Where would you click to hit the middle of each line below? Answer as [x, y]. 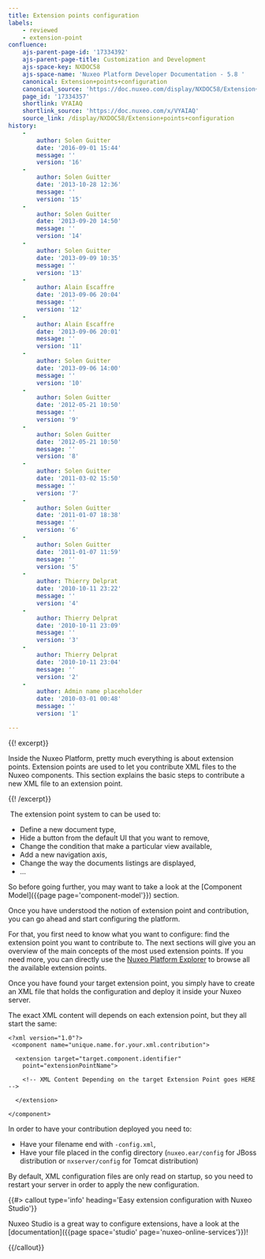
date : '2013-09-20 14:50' [79, 221]
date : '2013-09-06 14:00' [79, 368]
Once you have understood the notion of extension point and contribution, [129, 910]
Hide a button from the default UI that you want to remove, [115, 838]
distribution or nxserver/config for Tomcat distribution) [109, 1161]
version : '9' [58, 420]
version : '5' [58, 567]
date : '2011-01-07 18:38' [79, 515]
